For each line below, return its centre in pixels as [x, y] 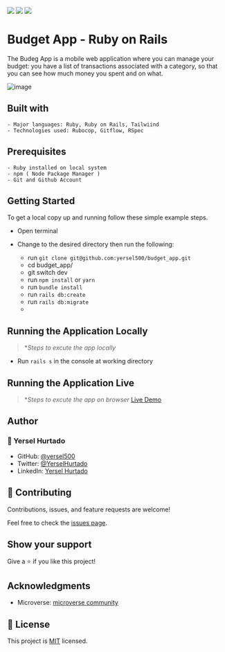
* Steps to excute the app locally [70, 348]
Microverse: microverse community [68, 603]
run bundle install [55, 287]
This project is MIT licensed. [47, 641]
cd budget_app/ [50, 265]
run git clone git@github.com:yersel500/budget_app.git [109, 258]
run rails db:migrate [58, 302]
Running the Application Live [71, 383]
